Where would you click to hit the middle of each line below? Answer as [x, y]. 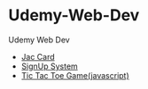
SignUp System [50, 66]
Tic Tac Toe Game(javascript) [75, 75]
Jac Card [38, 56]
